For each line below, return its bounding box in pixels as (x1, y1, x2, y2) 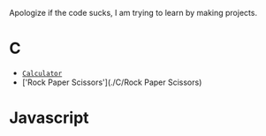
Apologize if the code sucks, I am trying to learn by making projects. (9, 8, 258, 18)
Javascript (9, 108, 90, 128)
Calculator (21, 69, 63, 78)
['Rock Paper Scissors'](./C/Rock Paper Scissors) (21, 77, 202, 87)
